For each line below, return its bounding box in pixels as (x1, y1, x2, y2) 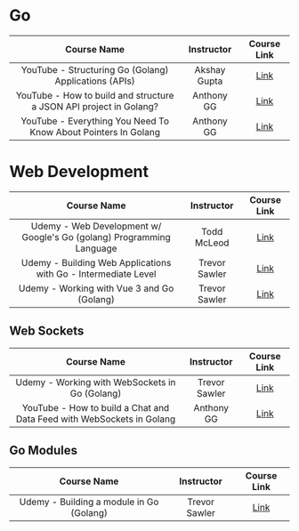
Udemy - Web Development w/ (30, 220, 162, 232)
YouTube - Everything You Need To (20, 115, 169, 127)
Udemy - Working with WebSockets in (15, 375, 176, 388)
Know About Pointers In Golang (29, 125, 160, 138)
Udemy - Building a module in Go (19, 495, 159, 508)
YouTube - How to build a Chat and (21, 401, 170, 414)
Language (75, 242, 117, 254)
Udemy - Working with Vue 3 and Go (18, 282, 174, 294)
